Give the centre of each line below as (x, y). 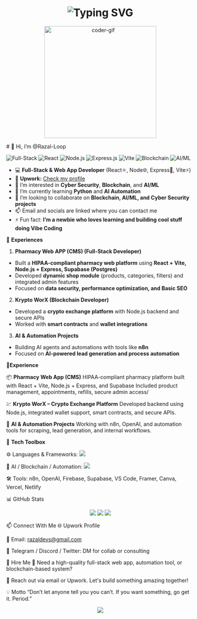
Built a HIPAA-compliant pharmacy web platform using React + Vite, (101, 263)
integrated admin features (47, 282)
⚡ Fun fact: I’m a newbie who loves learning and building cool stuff (98, 219)
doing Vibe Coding (39, 228)
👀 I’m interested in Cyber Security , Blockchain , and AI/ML (87, 184)
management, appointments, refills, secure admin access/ (78, 392)
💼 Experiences (24, 239)
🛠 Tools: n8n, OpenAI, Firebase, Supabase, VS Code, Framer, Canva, (91, 478)
